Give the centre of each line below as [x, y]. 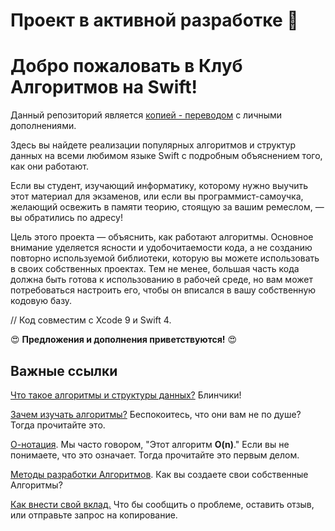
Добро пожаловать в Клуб [126, 66]
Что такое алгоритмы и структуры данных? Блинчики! [126, 395]
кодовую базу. [41, 301]
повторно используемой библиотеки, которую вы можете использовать [165, 258]
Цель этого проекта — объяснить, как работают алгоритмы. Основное [162, 237]
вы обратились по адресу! [66, 218]
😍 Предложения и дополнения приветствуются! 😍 [124, 340]
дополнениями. [43, 126]
